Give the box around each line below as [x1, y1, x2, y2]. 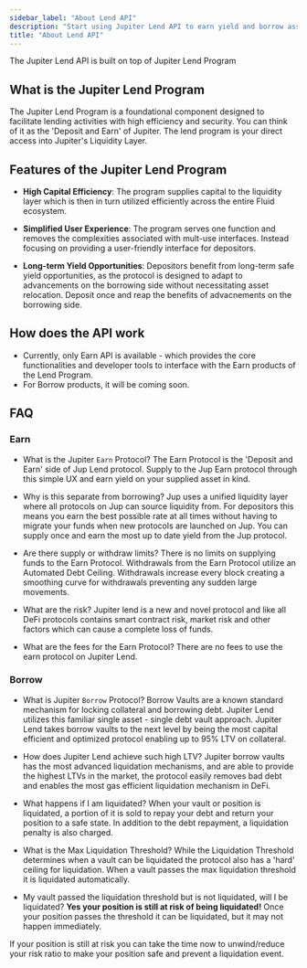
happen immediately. [22, 920, 102, 931]
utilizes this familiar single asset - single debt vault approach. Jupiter [22, 714, 282, 725]
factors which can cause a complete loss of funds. [22, 623, 214, 634]
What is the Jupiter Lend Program [9, 81, 206, 97]
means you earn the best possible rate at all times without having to [22, 510, 278, 521]
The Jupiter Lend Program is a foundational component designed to [9, 106, 265, 117]
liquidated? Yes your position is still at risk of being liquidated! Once [22, 901, 284, 912]
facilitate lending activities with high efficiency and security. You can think [9, 116, 288, 127]
